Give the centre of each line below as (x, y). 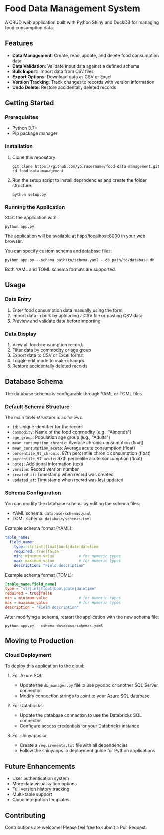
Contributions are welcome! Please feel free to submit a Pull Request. (76, 827)
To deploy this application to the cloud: (45, 666)
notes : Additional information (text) (48, 464)
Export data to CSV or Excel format (48, 355)
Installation (19, 146)
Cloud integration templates (41, 800)
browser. (14, 241)
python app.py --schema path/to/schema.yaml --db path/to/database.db (80, 260)
